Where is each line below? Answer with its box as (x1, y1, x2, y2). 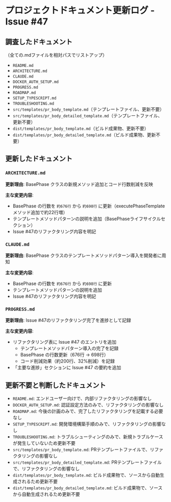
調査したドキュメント (5, 37, 72, 46)
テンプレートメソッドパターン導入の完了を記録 (20, 345, 119, 351)
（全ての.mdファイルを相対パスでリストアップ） (5, 52, 107, 58)
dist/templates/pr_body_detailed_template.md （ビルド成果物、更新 (12, 132, 156, 138)
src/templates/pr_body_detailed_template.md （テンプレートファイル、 (12, 113, 163, 118)
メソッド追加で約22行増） (12, 209, 68, 215)
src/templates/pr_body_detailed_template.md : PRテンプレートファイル (12, 459, 162, 465)
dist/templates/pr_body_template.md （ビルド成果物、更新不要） (12, 126, 149, 131)
